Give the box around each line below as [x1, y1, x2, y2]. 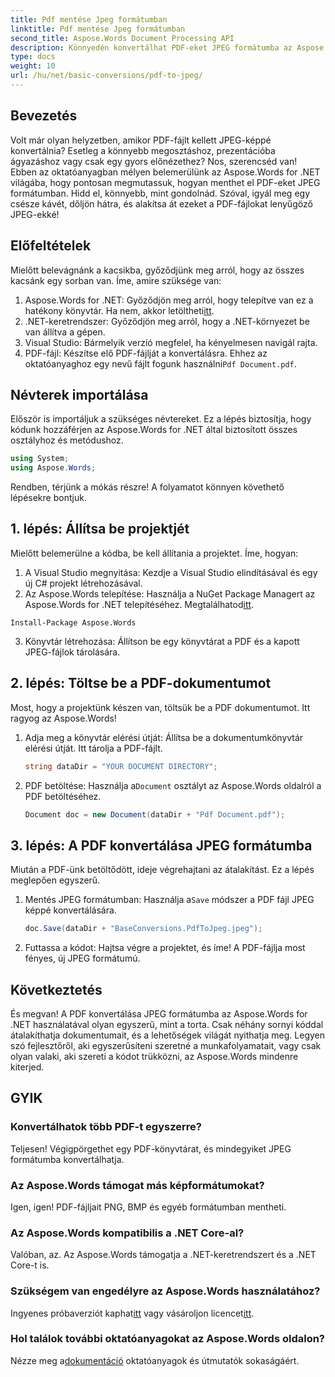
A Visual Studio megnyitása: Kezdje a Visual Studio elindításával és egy [24, 566, 318, 578]
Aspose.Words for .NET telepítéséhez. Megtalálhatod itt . [24, 598, 255, 610]
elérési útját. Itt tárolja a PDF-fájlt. [24, 742, 163, 754]
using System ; [10, 454, 70, 464]
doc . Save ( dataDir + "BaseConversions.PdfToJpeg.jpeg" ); [24, 924, 263, 934]
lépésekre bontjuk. [10, 492, 88, 504]
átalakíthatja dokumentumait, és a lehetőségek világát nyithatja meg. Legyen [10, 1029, 326, 1041]
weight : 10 [10, 61, 56, 71]
